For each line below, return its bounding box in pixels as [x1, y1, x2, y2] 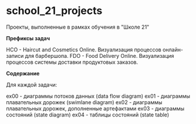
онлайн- [162, 46, 184, 53]
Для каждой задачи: [6, 81, 58, 88]
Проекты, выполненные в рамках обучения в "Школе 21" [6, 23, 150, 30]
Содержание [6, 70, 40, 77]
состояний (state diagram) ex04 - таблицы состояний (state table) [6, 111, 170, 118]
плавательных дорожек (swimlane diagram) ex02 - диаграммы [6, 98, 163, 106]
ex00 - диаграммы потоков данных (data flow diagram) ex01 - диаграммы [6, 92, 191, 99]
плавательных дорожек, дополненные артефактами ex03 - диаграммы [6, 105, 185, 112]
